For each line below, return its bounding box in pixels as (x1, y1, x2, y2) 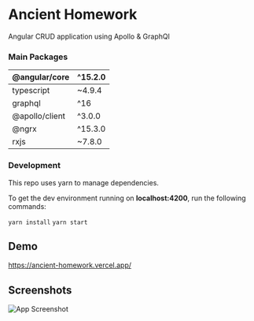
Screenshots (8, 283, 72, 297)
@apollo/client (12, 110, 65, 121)
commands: (8, 201, 47, 211)
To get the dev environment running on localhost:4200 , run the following (8, 193, 246, 203)
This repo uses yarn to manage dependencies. (8, 177, 160, 187)
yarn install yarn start (8, 218, 88, 226)
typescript (12, 85, 50, 96)
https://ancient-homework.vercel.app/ (8, 260, 132, 270)
